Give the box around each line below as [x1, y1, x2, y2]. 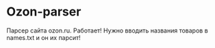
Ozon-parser [6, 4, 81, 20]
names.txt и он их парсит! [6, 33, 81, 41]
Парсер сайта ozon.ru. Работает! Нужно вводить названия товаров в [6, 26, 208, 34]
